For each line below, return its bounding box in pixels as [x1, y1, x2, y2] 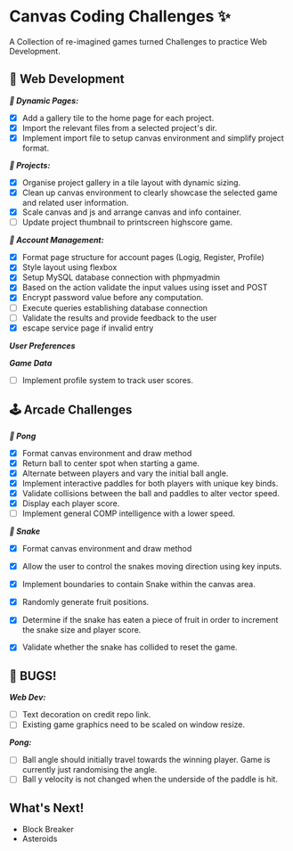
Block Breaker [21, 824, 74, 835]
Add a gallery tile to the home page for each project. [21, 112, 215, 123]
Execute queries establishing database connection [21, 302, 208, 313]
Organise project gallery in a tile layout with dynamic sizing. [21, 176, 241, 188]
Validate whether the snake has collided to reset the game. [21, 642, 238, 652]
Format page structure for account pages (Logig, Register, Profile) [21, 252, 265, 263]
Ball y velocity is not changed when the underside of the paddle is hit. [21, 773, 279, 785]
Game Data [9, 357, 53, 368]
